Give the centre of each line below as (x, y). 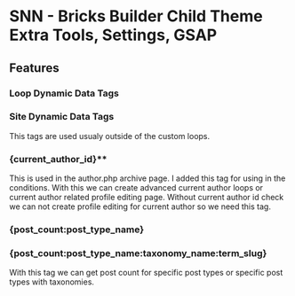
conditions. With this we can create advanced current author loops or (136, 188)
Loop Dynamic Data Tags (64, 93)
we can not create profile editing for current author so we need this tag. (140, 206)
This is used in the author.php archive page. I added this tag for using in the (147, 178)
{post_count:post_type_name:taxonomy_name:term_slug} (138, 253)
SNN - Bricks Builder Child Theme (136, 16)
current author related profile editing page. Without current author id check (147, 198)
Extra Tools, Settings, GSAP (113, 35)
